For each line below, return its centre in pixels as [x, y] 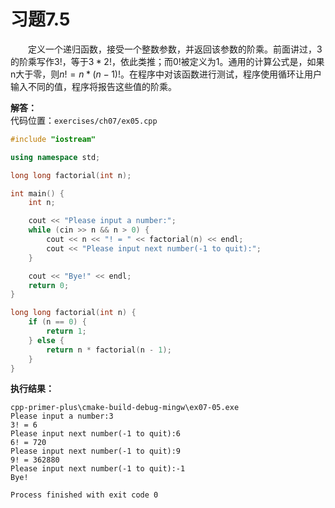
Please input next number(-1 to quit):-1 [98, 469]
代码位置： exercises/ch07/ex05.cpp [84, 120]
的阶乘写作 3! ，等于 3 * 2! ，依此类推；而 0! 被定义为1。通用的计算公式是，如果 [167, 61]
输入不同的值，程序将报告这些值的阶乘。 [93, 86]
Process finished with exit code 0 [84, 495]
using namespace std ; [55, 157]
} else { [46, 340]
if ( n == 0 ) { [57, 322]
